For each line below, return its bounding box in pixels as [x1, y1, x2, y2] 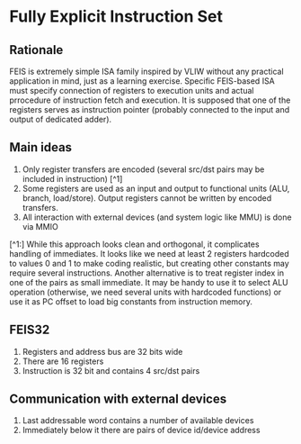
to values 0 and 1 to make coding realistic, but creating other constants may [9, 258, 289, 268]
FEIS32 [9, 322, 50, 338]
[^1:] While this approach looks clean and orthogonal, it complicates [9, 239, 260, 249]
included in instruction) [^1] [22, 173, 123, 184]
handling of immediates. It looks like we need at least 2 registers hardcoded [9, 248, 289, 258]
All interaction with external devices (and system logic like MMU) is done [22, 212, 292, 222]
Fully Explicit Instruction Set [9, 6, 223, 27]
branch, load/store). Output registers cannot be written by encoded [22, 192, 272, 204]
